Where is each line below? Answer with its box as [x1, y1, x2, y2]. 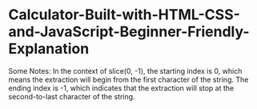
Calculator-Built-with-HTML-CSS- [8, 6, 240, 24]
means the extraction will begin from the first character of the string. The [8, 75, 249, 84]
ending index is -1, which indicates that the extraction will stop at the [8, 83, 235, 93]
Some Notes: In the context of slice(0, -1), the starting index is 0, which [8, 66, 243, 75]
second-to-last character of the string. [8, 91, 135, 101]
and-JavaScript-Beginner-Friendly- [8, 22, 250, 41]
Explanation [8, 40, 90, 58]
